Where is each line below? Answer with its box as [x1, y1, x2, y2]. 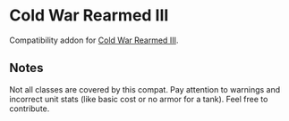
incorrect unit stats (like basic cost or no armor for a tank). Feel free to [9, 93, 268, 104]
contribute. [9, 103, 50, 114]
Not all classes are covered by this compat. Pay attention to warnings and [9, 84, 281, 94]
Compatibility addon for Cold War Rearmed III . [9, 35, 179, 45]
